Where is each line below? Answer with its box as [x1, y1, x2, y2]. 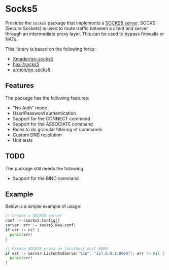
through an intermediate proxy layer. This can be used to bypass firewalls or [5, 31, 164, 37]
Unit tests [12, 137, 33, 143]
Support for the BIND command [12, 175, 79, 181]
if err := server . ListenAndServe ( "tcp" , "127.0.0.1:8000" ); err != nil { [5, 251, 165, 256]
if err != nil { [5, 227, 40, 232]
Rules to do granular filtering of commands [12, 126, 103, 132]
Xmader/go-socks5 [12, 55, 53, 62]
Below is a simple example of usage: [5, 203, 82, 209]
